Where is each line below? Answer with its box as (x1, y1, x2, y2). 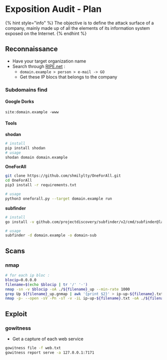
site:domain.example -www (5, 109, 59, 115)
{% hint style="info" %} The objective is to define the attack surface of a (5, 20, 154, 26)
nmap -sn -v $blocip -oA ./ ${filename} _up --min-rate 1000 (5, 287, 130, 291)
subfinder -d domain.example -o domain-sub (5, 233, 97, 238)
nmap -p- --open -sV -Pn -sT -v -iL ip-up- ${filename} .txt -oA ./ (5, 296, 146, 301)
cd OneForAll (5, 178, 32, 183)
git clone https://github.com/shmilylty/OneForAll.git (5, 173, 121, 178)
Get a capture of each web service (12, 336, 83, 342)
